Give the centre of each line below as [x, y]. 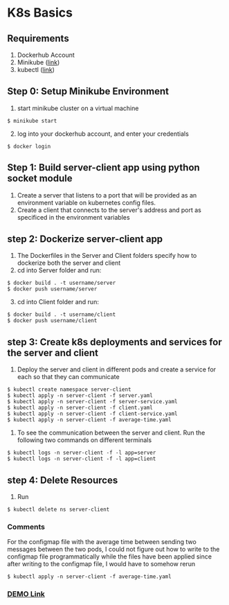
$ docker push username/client [52, 321]
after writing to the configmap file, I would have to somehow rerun [101, 564]
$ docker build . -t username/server [62, 283]
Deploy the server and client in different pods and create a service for [117, 369]
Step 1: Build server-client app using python [104, 168]
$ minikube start [32, 121]
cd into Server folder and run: [59, 270]
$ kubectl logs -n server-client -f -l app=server [82, 453]
